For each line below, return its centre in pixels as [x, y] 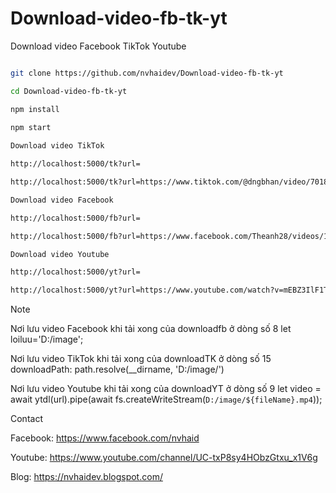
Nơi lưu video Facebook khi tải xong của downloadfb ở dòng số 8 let [151, 329]
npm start [31, 127]
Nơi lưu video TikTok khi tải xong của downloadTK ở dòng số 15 [141, 359]
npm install [35, 109]
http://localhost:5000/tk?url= [75, 164]
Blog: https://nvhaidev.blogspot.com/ [86, 477]
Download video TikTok [57, 146]
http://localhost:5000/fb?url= [75, 218]
